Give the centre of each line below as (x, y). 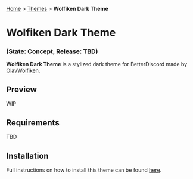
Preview (22, 89)
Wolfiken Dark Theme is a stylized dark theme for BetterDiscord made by (97, 64)
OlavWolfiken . (23, 70)
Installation (27, 155)
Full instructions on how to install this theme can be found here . (84, 170)
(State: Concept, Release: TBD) (52, 51)
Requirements (33, 123)
